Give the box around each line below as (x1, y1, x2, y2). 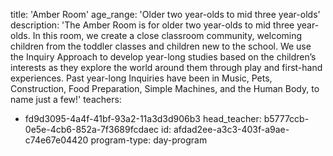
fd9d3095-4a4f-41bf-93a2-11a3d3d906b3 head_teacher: (24, 113, 262, 124)
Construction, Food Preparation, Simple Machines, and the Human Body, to (10, 83, 320, 94)
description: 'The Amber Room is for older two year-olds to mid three (10, 19, 295, 31)
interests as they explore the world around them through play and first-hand (10, 62, 323, 73)
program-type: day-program (90, 134, 208, 146)
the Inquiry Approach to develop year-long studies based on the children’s (10, 51, 317, 63)
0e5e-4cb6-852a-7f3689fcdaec (24, 124, 160, 135)
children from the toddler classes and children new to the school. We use (10, 40, 312, 52)
